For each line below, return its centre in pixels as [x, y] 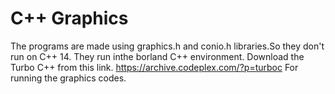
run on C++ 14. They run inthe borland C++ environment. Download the [157, 56]
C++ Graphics [69, 18]
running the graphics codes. [68, 78]
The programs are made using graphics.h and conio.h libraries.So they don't [167, 46]
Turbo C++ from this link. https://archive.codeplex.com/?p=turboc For [154, 67]
